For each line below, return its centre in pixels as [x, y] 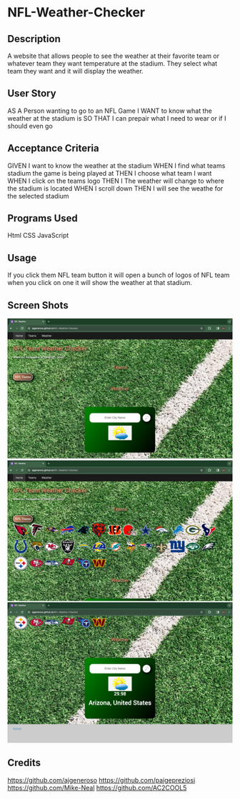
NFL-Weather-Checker [76, 12]
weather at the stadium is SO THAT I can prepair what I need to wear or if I [117, 118]
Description [34, 39]
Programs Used [43, 218]
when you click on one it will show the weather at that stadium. [100, 283]
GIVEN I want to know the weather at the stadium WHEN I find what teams [116, 166]
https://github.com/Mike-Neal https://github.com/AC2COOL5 [97, 788]
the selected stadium [38, 196]
